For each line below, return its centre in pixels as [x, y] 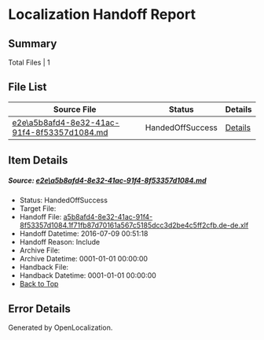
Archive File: [40, 250]
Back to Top [39, 284]
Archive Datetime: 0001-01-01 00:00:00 [83, 259]
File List [27, 87]
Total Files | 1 [29, 62]
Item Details [38, 160]
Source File [75, 109]
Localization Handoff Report [102, 15]
